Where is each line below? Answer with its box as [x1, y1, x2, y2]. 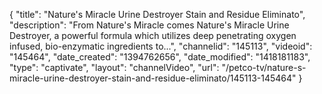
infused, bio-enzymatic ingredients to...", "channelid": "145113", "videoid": [9, 40, 313, 52]
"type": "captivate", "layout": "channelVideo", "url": [9, 62, 220, 73]
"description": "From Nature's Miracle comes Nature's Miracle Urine [9, 19, 290, 31]
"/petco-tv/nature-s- [221, 62, 307, 73]
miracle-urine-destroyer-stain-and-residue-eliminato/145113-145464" [9, 72, 297, 84]
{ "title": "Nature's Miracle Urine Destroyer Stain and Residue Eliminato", [9, 9, 306, 20]
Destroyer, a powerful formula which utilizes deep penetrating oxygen [9, 30, 297, 41]
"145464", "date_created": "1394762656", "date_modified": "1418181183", [9, 51, 311, 63]
